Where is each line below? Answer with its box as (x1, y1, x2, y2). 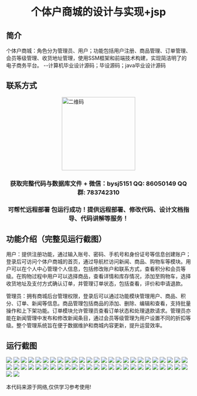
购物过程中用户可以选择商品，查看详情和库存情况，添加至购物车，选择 (21, 273, 191, 280)
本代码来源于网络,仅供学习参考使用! (6, 384, 92, 391)
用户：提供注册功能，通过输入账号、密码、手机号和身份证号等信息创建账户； (6, 251, 191, 258)
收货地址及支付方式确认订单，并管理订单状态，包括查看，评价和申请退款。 (6, 280, 186, 287)
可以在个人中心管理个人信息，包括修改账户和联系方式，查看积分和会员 (11, 265, 181, 273)
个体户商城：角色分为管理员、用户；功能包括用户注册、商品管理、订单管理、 (6, 48, 191, 54)
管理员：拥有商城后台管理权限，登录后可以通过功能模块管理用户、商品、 (6, 293, 181, 300)
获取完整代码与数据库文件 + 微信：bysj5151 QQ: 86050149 (9, 180, 176, 188)
